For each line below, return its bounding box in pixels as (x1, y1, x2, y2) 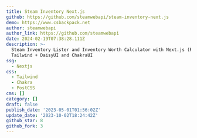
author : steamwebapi (6, 25, 57, 31)
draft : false (6, 101, 38, 107)
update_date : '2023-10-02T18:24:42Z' (6, 112, 98, 118)
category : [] (6, 96, 38, 102)
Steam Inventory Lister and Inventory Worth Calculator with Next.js (11, 47, 185, 53)
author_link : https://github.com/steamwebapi (6, 31, 119, 36)
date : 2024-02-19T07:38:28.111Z (6, 36, 85, 42)
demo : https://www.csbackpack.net (6, 19, 91, 25)
